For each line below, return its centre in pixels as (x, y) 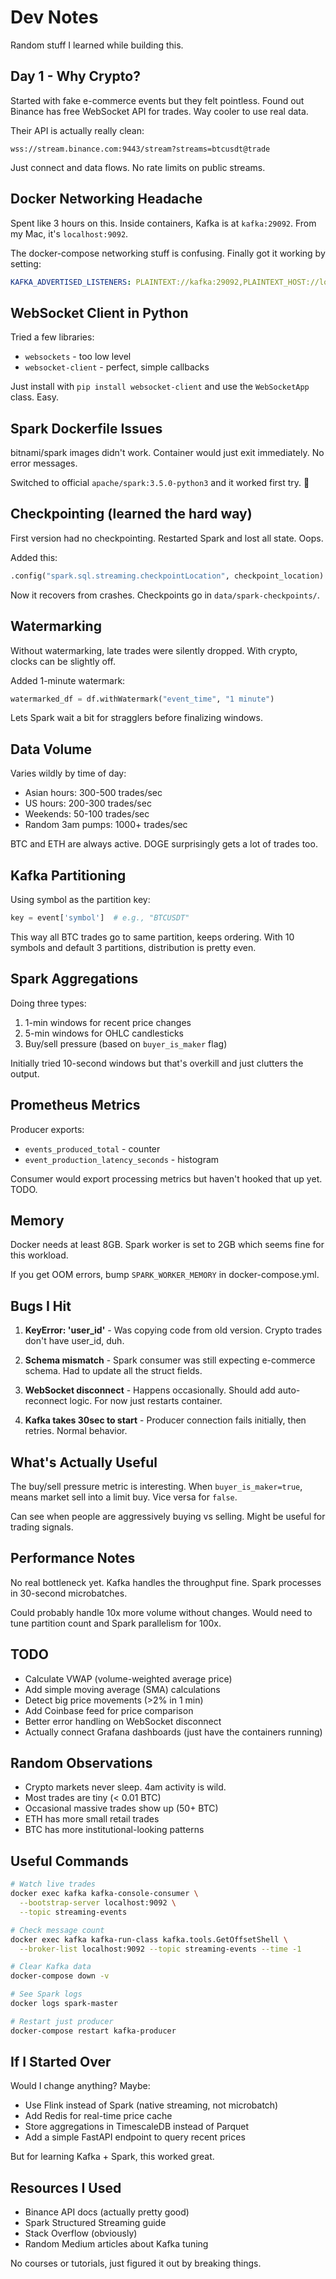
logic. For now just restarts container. (146, 1401)
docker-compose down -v (60, 1976)
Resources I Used (66, 2187)
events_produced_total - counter (92, 1148)
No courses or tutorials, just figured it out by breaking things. (136, 2263)
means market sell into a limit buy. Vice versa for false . (124, 1497)
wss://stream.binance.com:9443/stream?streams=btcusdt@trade (140, 149)
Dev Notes (54, 17)
